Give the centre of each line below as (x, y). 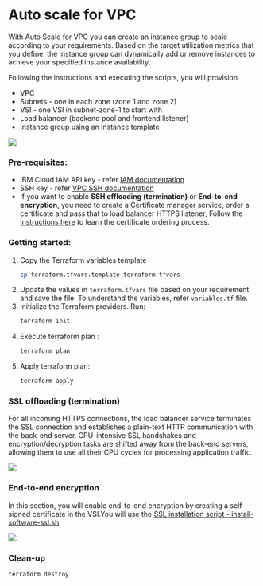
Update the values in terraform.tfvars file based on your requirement (134, 290)
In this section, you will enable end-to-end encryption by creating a (118, 505)
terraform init (45, 321)
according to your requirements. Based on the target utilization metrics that (131, 45)
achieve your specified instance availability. (79, 62)
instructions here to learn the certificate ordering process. (114, 222)
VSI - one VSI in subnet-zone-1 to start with (91, 110)
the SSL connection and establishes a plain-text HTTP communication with (131, 427)
